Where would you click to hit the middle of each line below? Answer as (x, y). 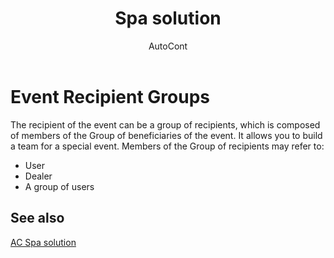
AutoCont (168, 46)
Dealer (38, 176)
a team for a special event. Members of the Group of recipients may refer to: (167, 146)
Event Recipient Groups (110, 96)
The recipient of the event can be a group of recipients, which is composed (165, 124)
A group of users (59, 186)
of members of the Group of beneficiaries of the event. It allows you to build (166, 135)
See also (37, 218)
